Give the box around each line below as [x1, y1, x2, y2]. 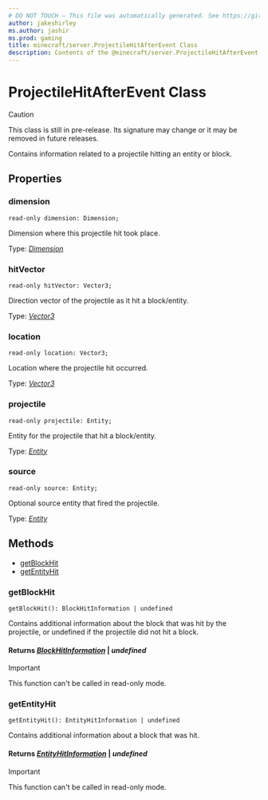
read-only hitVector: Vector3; [8, 281, 112, 290]
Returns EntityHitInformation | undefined [8, 749, 148, 758]
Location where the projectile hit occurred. [8, 363, 149, 373]
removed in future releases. [8, 133, 99, 143]
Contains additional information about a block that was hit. [8, 731, 200, 740]
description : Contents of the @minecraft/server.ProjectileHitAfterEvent [8, 49, 259, 57]
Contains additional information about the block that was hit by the [8, 618, 227, 628]
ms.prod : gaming [8, 34, 62, 42]
